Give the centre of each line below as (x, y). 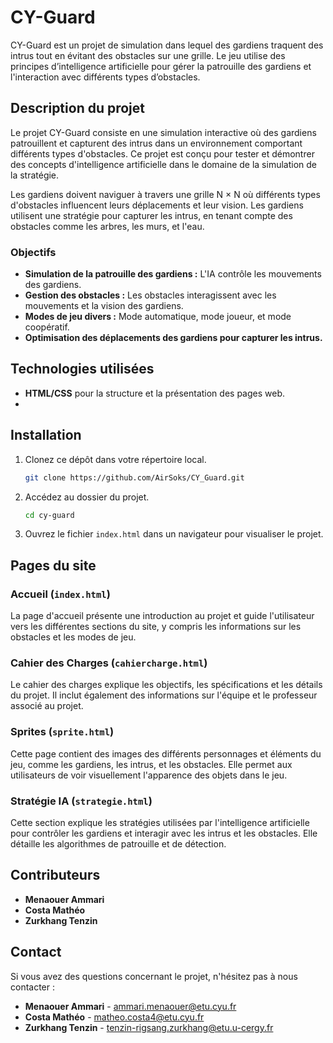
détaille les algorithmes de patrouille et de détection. (118, 844)
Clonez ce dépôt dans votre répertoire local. (115, 459)
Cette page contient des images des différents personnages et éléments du (166, 753)
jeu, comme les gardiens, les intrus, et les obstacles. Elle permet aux (151, 764)
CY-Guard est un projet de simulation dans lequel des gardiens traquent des (167, 45)
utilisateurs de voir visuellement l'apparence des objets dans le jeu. (149, 775)
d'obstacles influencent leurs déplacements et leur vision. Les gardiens (157, 205)
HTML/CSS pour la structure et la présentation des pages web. (155, 393)
